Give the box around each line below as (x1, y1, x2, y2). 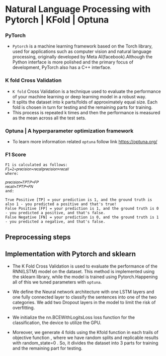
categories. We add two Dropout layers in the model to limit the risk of (12, 299, 156, 305)
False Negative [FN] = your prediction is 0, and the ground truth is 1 (5, 215, 159, 220)
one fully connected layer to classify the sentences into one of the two (12, 294, 157, 300)
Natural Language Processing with (5, 3, 151, 15)
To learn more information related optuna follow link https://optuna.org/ (12, 139, 158, 145)
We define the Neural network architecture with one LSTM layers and (12, 289, 155, 295)
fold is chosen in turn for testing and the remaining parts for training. (12, 104, 153, 110)
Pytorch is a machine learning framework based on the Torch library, (12, 43, 153, 49)
